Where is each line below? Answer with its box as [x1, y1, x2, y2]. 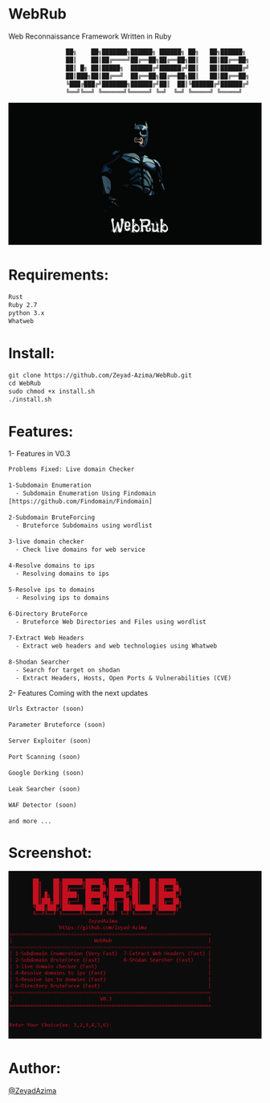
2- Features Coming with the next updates [8, 688, 149, 698]
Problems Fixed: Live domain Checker [8, 465, 135, 474]
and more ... [8, 817, 52, 826]
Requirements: [8, 266, 109, 284]
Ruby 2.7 [8, 301, 38, 309]
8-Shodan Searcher [8, 658, 70, 667]
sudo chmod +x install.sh [8, 387, 95, 396]
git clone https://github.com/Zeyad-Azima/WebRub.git [8, 371, 193, 380]
